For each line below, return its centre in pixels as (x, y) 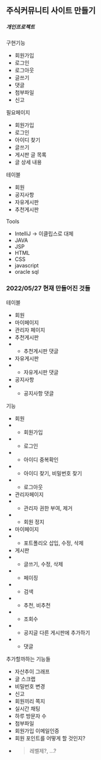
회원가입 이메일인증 (37, 730)
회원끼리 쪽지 (30, 701)
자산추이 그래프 (32, 671)
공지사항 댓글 (39, 393)
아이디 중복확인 (41, 459)
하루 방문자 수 (30, 716)
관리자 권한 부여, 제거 (48, 508)
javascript (27, 266)
